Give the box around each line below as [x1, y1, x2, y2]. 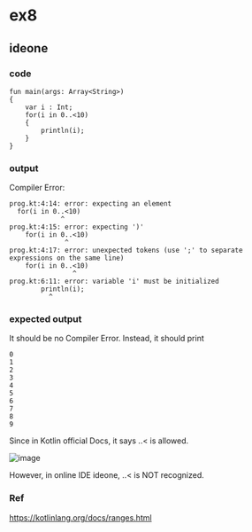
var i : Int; [25, 103, 73, 112]
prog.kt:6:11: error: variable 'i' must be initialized [9, 277, 219, 286]
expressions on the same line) [9, 254, 125, 262]
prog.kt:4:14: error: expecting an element [9, 199, 172, 208]
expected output [9, 313, 82, 325]
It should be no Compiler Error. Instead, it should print [9, 333, 205, 344]
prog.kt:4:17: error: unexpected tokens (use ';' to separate [9, 246, 243, 255]
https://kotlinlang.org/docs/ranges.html [9, 512, 152, 523]
